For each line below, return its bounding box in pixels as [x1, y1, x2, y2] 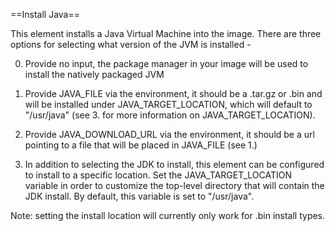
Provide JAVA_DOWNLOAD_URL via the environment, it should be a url [24, 129, 315, 140]
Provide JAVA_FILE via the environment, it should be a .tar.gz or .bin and [24, 88, 323, 99]
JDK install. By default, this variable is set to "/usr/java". [24, 190, 255, 202]
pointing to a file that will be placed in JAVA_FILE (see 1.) [24, 139, 258, 151]
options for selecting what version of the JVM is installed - [10, 39, 252, 50]
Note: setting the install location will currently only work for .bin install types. [10, 210, 326, 221]
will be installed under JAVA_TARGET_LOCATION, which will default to [24, 99, 313, 110]
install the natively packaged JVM [24, 69, 165, 80]
